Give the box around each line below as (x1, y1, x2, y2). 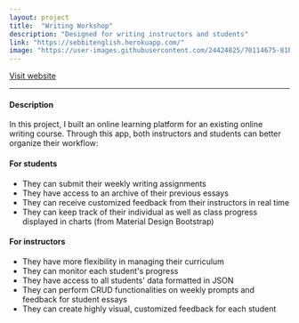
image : (9, 46, 34, 55)
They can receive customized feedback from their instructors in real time (21, 197, 290, 207)
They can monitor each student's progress (21, 265, 179, 276)
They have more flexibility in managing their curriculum (21, 255, 225, 267)
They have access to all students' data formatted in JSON (21, 275, 234, 286)
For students (9, 157, 58, 169)
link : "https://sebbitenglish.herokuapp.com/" (9, 37, 185, 47)
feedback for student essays (21, 294, 127, 304)
